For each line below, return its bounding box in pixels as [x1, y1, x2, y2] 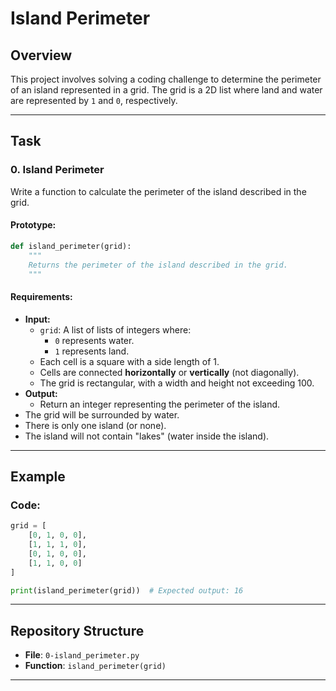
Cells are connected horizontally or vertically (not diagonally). [39, 366, 300, 378]
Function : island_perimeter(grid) [24, 660, 167, 672]
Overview [10, 47, 73, 64]
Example [10, 468, 66, 485]
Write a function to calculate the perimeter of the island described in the [10, 185, 307, 197]
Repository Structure [10, 622, 145, 639]
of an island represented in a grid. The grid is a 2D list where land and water [10, 84, 323, 96]
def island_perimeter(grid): [10, 241, 132, 251]
